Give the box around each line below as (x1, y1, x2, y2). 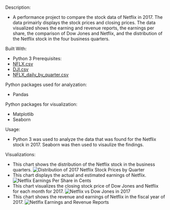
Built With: (5, 46, 27, 51)
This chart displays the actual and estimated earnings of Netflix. (12, 172, 147, 178)
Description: (5, 5, 31, 10)
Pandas (12, 92, 29, 97)
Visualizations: (5, 152, 36, 157)
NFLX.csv (12, 61, 33, 67)
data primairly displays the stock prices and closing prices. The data (12, 20, 156, 25)
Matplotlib (12, 111, 34, 117)
